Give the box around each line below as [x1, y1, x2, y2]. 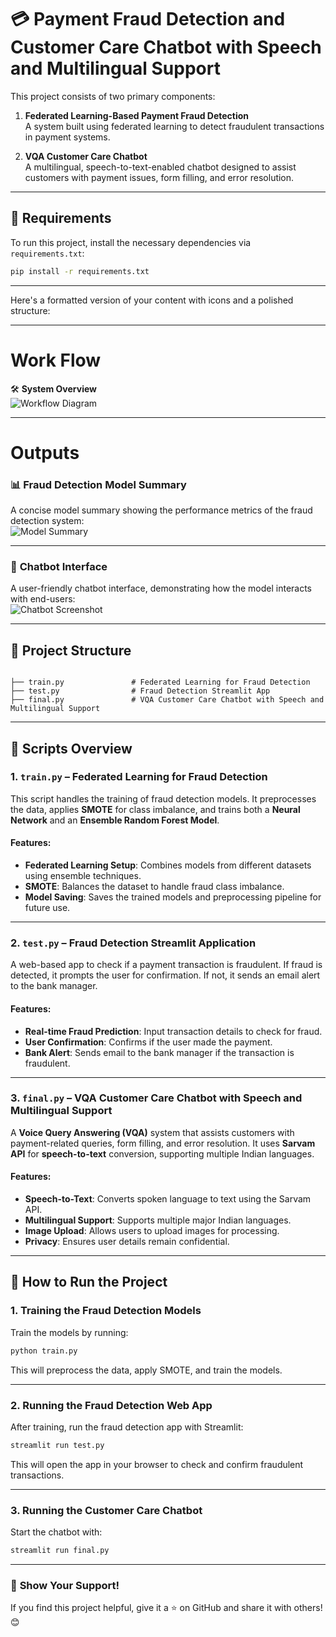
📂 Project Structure [10, 642, 132, 659]
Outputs [10, 441, 80, 464]
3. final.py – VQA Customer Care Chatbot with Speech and [10, 1091, 303, 1105]
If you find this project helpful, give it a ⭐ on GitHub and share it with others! [10, 1602, 323, 1614]
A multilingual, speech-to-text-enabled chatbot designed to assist [24, 161, 297, 173]
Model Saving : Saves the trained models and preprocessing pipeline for [24, 891, 322, 903]
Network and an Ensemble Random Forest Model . [10, 814, 220, 826]
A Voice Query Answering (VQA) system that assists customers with [10, 1126, 295, 1138]
